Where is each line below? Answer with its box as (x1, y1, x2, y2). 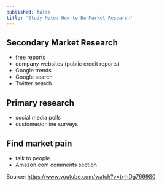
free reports (15, 53, 46, 61)
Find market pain (6, 138, 72, 149)
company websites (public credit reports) (15, 60, 120, 68)
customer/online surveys (15, 120, 79, 128)
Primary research (6, 98, 75, 108)
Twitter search (15, 80, 52, 87)
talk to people (15, 154, 50, 161)
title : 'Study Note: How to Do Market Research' (6, 15, 133, 21)
